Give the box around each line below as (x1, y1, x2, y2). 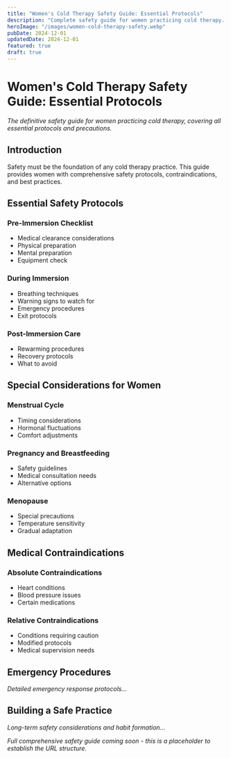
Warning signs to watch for (17, 297, 95, 305)
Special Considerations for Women (7, 379, 162, 391)
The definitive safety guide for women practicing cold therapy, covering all (7, 116, 221, 125)
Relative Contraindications (7, 616, 99, 625)
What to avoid (17, 359, 58, 368)
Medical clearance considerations (17, 234, 114, 242)
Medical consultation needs (17, 471, 97, 479)
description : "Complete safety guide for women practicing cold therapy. (7, 17, 225, 24)
